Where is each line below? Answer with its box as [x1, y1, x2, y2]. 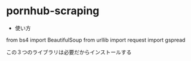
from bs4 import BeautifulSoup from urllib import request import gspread [6, 36, 186, 43]
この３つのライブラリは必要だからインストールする [6, 49, 132, 56]
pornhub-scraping [6, 4, 100, 18]
